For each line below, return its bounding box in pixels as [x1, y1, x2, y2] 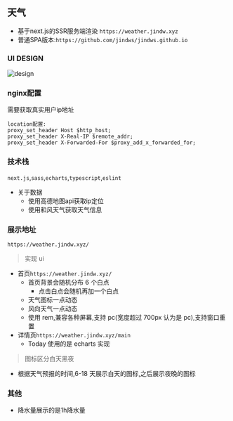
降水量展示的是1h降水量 [17, 406, 86, 415]
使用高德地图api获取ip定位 [27, 196, 104, 205]
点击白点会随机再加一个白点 [38, 287, 119, 295]
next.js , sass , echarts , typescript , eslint [7, 173, 121, 181]
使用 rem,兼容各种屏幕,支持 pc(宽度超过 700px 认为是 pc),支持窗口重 [27, 313, 226, 321]
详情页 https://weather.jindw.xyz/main [17, 331, 131, 339]
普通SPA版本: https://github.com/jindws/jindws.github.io [17, 35, 188, 44]
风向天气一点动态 [27, 304, 78, 313]
